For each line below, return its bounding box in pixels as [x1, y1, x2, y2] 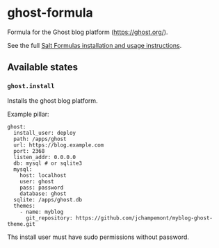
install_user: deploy [13, 129, 76, 136]
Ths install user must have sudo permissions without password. [7, 233, 190, 241]
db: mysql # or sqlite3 [13, 160, 82, 167]
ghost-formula [7, 5, 94, 21]
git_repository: [25, 214, 73, 222]
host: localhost [19, 172, 67, 179]
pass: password [19, 184, 64, 191]
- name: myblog [19, 208, 64, 215]
